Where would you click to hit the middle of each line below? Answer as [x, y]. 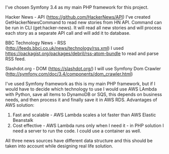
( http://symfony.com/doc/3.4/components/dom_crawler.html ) [69, 74]
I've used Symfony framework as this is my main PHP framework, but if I [80, 84]
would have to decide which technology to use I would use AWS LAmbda [81, 89]
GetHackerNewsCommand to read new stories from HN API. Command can [84, 22]
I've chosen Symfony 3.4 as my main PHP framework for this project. [77, 7]
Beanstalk [23, 120]
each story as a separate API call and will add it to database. [68, 33]
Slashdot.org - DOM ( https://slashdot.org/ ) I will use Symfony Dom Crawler [83, 68]
